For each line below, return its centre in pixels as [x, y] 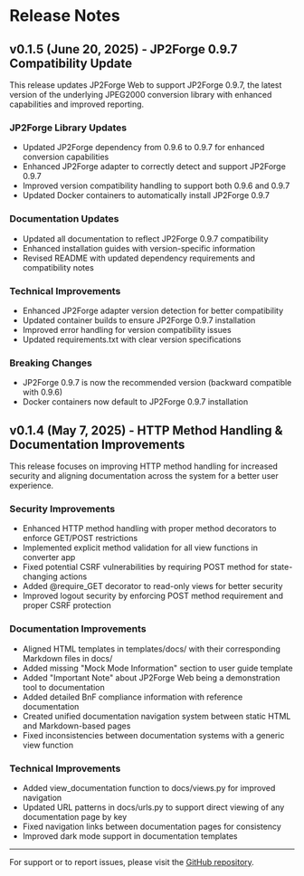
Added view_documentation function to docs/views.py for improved [149, 787]
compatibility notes [58, 267]
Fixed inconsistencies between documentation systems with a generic [153, 735]
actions [73, 576]
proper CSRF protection [66, 605]
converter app [49, 557]
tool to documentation [64, 687]
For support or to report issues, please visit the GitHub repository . [132, 862]
